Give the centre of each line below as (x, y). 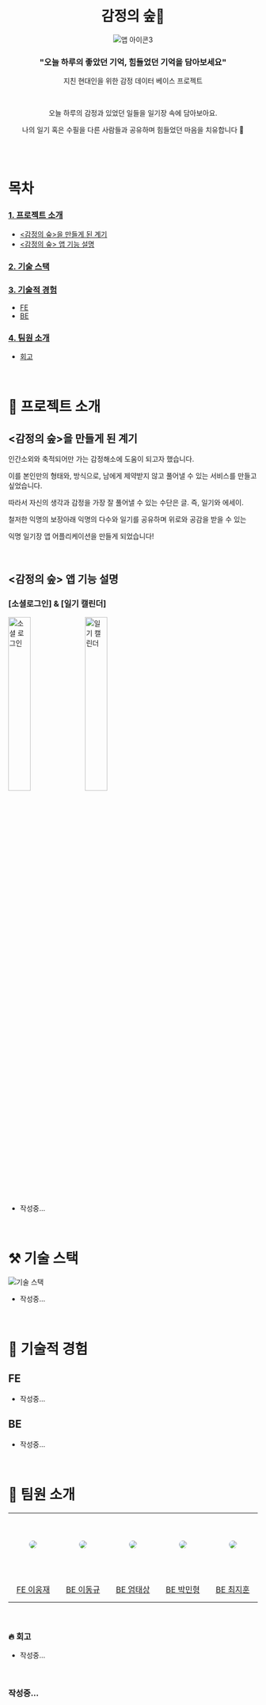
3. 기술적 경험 (33, 290)
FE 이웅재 (33, 1589)
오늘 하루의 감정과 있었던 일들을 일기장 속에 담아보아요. (133, 113)
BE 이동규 (83, 1589)
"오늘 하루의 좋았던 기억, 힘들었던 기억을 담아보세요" (133, 62)
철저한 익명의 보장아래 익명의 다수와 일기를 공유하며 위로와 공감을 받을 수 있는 (127, 519)
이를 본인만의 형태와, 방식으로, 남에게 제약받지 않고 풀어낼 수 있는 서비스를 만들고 (133, 476)
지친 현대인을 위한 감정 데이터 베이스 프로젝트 (133, 81)
